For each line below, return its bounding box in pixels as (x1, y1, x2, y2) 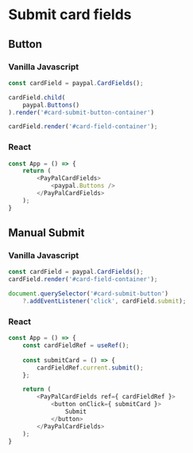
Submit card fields (8, 6, 133, 24)
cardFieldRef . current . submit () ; (37, 364, 145, 372)
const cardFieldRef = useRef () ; (22, 342, 129, 350)
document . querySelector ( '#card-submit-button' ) (8, 290, 169, 298)
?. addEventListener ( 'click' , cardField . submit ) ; (22, 297, 187, 305)
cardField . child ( (8, 93, 66, 101)
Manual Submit (8, 226, 85, 240)
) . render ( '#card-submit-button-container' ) (8, 108, 155, 116)
